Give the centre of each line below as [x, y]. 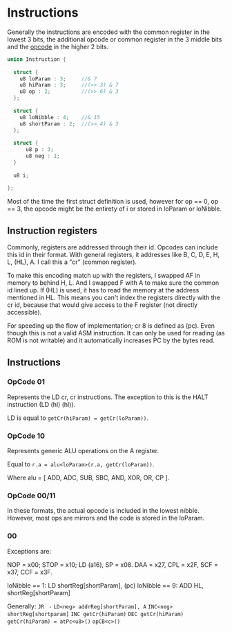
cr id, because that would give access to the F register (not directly [103, 305]
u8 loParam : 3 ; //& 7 [58, 79]
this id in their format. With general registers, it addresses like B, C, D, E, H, [113, 255]
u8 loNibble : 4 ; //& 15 [60, 117]
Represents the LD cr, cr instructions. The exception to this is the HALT [108, 397]
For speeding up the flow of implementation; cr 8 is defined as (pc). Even [111, 326]
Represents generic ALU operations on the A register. [83, 451]
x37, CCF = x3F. [30, 572]
